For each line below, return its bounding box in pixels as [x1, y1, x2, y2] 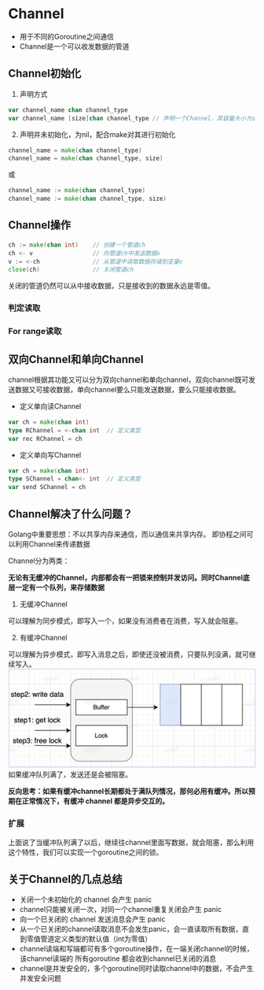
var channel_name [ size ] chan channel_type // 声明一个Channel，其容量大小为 [8, 114, 252, 122]
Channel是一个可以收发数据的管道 [19, 41, 130, 51]
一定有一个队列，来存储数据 [14, 583, 104, 592]
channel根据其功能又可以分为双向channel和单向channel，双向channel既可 [8, 375, 249, 384]
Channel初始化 [8, 67, 82, 80]
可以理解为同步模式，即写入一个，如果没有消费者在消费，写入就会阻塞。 [8, 616, 242, 626]
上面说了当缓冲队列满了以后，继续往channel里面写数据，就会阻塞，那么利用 [8, 837, 255, 847]
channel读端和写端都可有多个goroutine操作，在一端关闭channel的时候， [19, 944, 254, 954]
